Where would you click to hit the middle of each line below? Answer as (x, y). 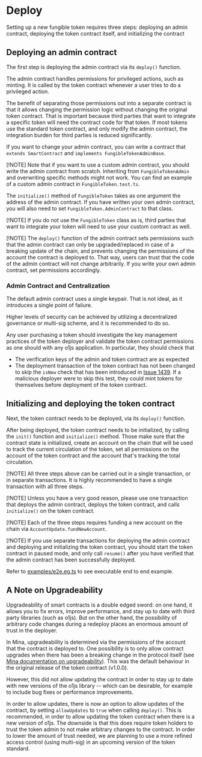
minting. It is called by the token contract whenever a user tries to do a (94, 85)
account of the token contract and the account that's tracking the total (93, 456)
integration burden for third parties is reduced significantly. (79, 135)
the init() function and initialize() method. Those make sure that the (96, 436)
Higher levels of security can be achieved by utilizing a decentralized (92, 317)
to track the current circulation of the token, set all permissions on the (93, 449)
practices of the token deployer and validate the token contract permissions (100, 341)
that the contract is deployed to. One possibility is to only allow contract (95, 648)
